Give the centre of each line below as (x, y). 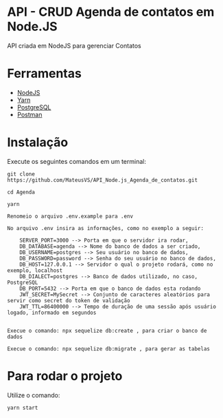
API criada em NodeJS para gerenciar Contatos (74, 45)
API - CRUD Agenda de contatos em (111, 12)
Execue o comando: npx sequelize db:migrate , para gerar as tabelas (109, 348)
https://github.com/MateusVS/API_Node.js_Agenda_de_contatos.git (102, 180)
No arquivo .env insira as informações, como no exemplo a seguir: (106, 228)
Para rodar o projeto (65, 376)
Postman (30, 114)
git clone (21, 174)
